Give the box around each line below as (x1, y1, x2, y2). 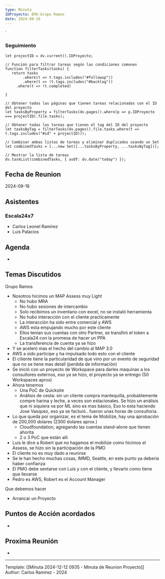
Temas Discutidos (5, 271, 61, 279)
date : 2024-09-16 (5, 16, 41, 21)
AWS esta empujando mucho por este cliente (19, 324, 111, 330)
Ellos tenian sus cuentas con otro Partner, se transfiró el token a (19, 330, 149, 336)
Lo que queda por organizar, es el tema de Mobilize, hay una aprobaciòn (12, 413, 159, 419)
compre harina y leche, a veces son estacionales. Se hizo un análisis (19, 398, 159, 404)
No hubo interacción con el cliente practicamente (19, 314, 120, 320)
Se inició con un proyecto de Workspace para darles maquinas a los (12, 366, 150, 372)
